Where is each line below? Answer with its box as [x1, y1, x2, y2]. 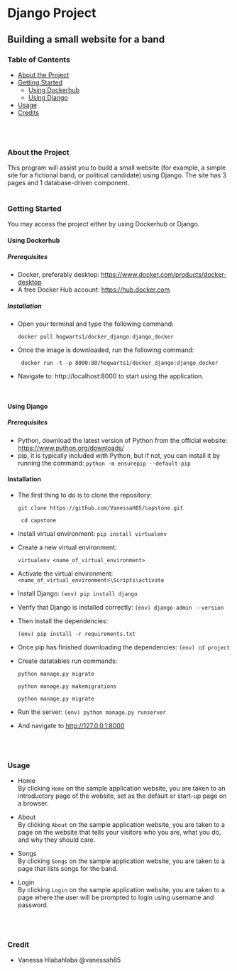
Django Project [7, 5, 97, 21]
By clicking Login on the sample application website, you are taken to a [17, 886, 226, 894]
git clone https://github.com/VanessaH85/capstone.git [17, 504, 184, 512]
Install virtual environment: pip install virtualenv [17, 529, 167, 537]
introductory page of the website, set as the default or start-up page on [17, 791, 227, 800]
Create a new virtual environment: [17, 543, 117, 552]
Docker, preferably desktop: [17, 270, 100, 279]
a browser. [17, 799, 49, 808]
